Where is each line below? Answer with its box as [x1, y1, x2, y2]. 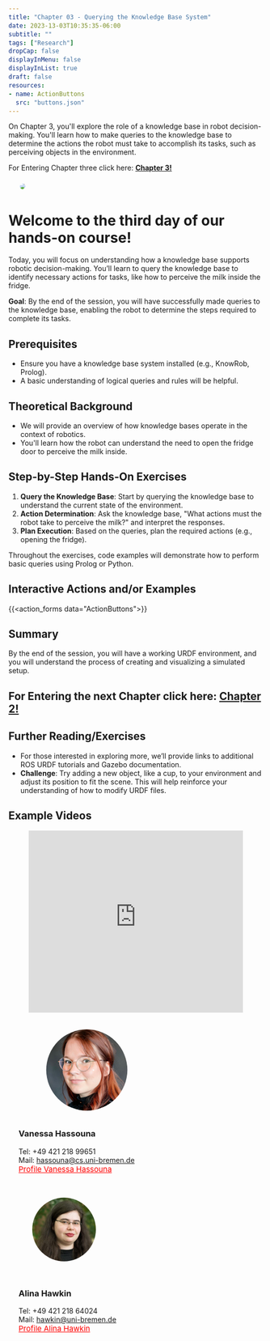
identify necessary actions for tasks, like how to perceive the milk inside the [8, 272, 261, 282]
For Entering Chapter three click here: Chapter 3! [8, 163, 172, 173]
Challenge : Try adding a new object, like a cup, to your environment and [19, 768, 262, 778]
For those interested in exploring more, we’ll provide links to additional [19, 751, 254, 761]
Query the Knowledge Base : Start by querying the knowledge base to [19, 491, 255, 501]
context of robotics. [19, 429, 86, 439]
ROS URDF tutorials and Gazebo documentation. [19, 759, 182, 769]
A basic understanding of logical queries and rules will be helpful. [19, 376, 238, 386]
